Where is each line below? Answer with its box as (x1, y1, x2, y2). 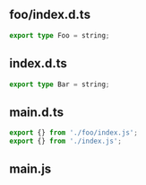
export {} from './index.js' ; (9, 137, 123, 146)
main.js (9, 162, 52, 177)
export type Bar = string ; (9, 80, 110, 89)
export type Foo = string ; (9, 31, 110, 40)
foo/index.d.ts (9, 7, 91, 22)
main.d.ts (9, 104, 64, 119)
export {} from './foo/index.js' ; (9, 128, 139, 137)
